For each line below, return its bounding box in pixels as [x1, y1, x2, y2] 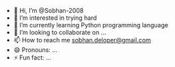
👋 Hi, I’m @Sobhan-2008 [13, 7, 84, 14]
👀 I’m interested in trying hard [13, 14, 97, 22]
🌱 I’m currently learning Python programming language [13, 21, 169, 29]
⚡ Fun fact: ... [13, 53, 51, 62]
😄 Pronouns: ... [13, 46, 58, 54]
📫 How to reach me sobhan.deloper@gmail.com [13, 36, 152, 44]
